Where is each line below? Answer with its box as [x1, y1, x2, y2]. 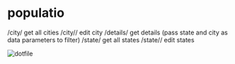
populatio [7, 5, 65, 21]
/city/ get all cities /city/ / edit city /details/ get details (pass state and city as [7, 28, 228, 37]
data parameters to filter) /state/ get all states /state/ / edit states [7, 35, 195, 44]
